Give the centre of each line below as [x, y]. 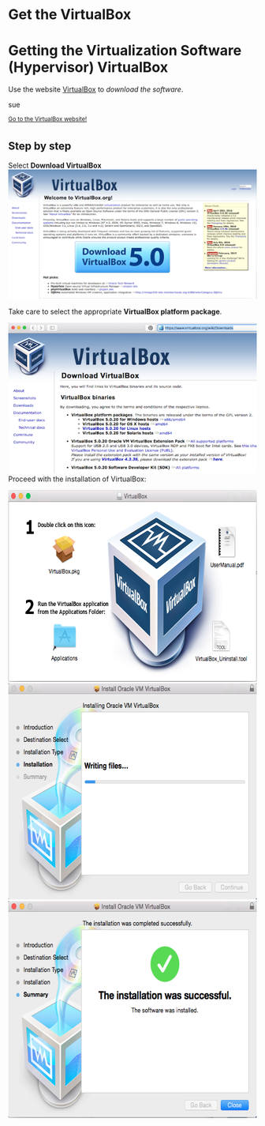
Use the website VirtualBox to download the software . [96, 89]
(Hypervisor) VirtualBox [88, 68]
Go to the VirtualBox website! [48, 119]
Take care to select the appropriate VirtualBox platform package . [115, 311]
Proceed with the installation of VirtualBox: [77, 479]
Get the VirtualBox [70, 15]
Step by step [40, 147]
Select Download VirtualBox [55, 165]
